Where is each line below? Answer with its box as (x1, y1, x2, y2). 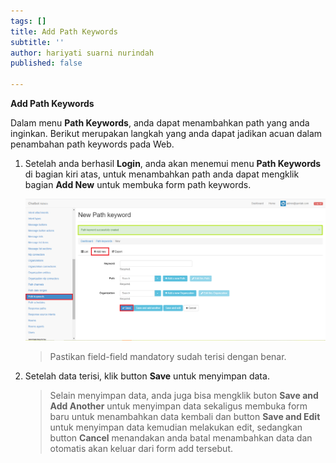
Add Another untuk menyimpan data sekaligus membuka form (49, 400, 308, 412)
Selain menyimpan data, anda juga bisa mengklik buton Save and (49, 389, 319, 401)
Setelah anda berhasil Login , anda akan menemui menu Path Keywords (24, 158, 322, 169)
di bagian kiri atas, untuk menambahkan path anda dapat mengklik (24, 168, 300, 180)
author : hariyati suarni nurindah (10, 48, 155, 58)
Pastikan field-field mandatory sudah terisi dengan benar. (49, 350, 287, 362)
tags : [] (10, 16, 47, 26)
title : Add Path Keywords (10, 26, 118, 37)
